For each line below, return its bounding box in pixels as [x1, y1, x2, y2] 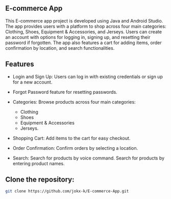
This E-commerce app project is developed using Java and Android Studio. [5, 17, 163, 24]
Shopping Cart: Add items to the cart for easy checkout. [12, 135, 131, 141]
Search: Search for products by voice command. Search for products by [12, 155, 165, 161]
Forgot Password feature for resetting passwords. [12, 89, 117, 95]
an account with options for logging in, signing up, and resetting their [5, 34, 151, 40]
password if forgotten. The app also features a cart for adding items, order [5, 39, 162, 46]
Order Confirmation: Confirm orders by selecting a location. [12, 145, 138, 151]
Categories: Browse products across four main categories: [12, 98, 136, 105]
